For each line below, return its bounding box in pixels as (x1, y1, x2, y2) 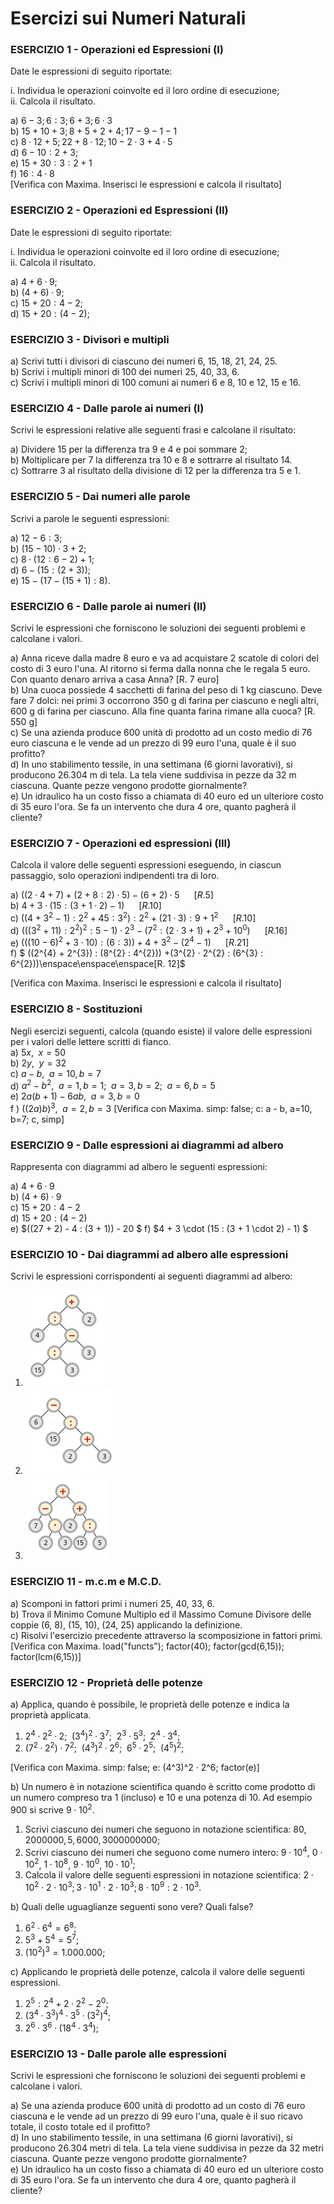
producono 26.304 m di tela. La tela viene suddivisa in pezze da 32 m (10, 768, 297, 781)
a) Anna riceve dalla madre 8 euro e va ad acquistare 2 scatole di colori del (10, 652, 319, 664)
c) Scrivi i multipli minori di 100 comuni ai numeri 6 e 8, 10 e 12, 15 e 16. (10, 377, 302, 389)
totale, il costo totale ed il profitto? (10, 2121, 151, 2133)
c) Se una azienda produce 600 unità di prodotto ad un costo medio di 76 (10, 726, 313, 738)
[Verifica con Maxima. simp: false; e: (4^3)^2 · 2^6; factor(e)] (10, 1762, 260, 1774)
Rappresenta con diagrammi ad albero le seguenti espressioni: (10, 1161, 268, 1173)
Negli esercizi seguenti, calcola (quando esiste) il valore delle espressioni (10, 1025, 313, 1037)
